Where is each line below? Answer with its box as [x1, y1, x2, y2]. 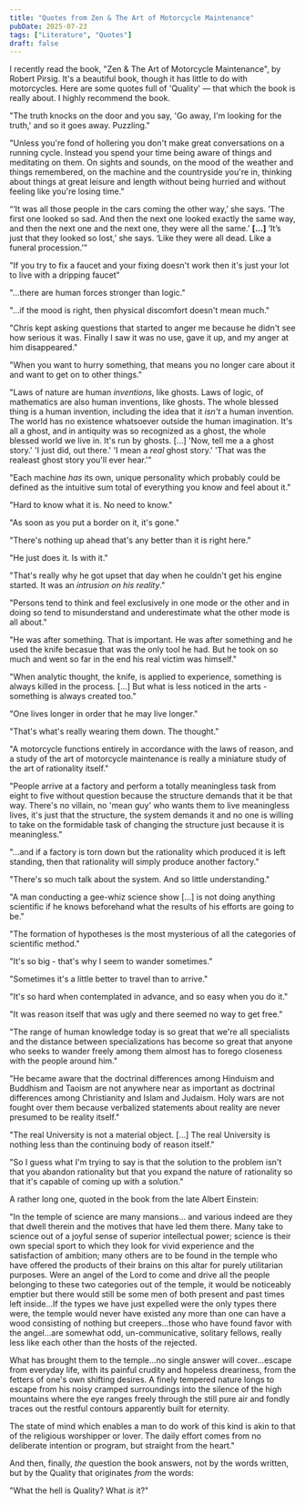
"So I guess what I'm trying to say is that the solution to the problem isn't [9, 1157, 282, 1168]
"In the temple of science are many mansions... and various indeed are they [9, 1212, 293, 1223]
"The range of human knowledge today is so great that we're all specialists [9, 1026, 290, 1038]
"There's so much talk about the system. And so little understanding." [9, 874, 270, 885]
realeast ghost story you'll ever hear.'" [9, 454, 152, 465]
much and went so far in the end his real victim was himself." [9, 654, 238, 665]
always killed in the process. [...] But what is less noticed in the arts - [9, 681, 268, 692]
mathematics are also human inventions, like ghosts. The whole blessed [9, 397, 280, 408]
